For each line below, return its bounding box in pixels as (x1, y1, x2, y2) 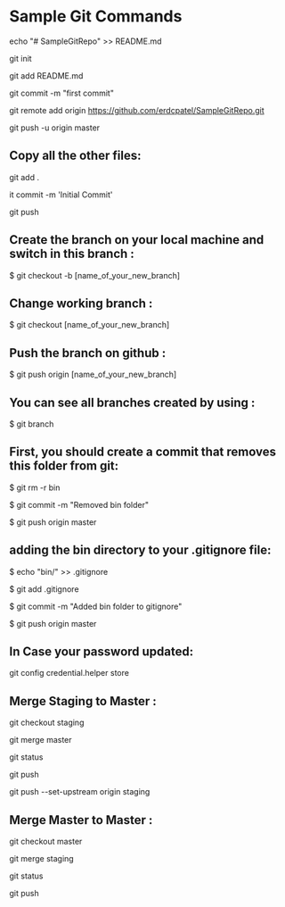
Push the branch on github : (9, 345, 167, 361)
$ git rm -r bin (9, 482, 61, 493)
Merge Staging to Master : (9, 694, 158, 709)
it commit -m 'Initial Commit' (9, 189, 113, 200)
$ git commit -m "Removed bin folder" (9, 499, 150, 510)
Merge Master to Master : (9, 812, 153, 828)
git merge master (9, 735, 73, 745)
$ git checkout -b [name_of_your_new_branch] (9, 270, 181, 280)
